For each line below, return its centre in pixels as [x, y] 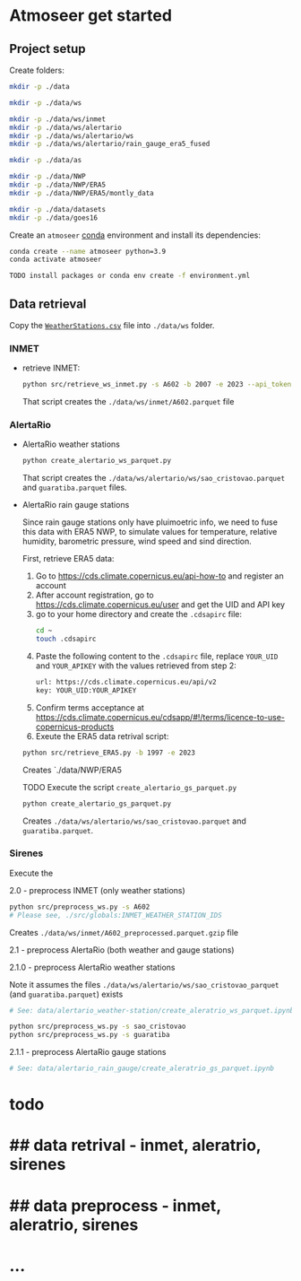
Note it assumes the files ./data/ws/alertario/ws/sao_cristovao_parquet [144, 984]
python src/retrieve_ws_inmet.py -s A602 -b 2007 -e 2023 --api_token [157, 385]
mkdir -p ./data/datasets [57, 209]
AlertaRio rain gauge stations [76, 505]
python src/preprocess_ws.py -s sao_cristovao [98, 1027]
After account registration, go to [95, 595]
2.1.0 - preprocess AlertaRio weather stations [92, 967]
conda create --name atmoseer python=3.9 [88, 251]
